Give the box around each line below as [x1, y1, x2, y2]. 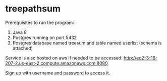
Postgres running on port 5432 [12, 34, 77, 40]
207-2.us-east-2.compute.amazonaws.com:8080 [5, 60, 108, 66]
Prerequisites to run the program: [5, 19, 74, 25]
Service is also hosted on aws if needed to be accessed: [5, 54, 123, 60]
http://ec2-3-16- [123, 54, 158, 60]
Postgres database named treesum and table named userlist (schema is [12, 39, 162, 45]
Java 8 [12, 29, 27, 35]
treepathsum [5, 3, 61, 14]
